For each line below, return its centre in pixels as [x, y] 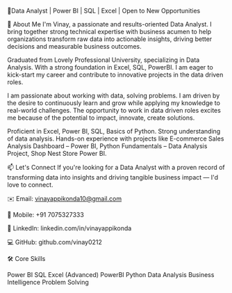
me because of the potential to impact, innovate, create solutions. [101, 118]
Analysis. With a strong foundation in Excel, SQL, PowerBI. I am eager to [110, 67]
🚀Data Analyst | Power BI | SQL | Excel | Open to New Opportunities [104, 11]
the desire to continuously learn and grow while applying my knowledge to [114, 103]
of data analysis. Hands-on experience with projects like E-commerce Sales [116, 138]
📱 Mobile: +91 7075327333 [46, 215]
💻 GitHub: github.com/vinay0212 [55, 242]
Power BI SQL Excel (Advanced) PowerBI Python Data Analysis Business [111, 275]
